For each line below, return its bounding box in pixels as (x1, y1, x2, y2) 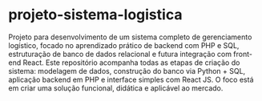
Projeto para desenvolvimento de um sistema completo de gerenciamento (8, 32, 252, 42)
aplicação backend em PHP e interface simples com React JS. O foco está (8, 75, 254, 84)
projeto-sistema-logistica (8, 6, 183, 24)
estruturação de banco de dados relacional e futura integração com (8, 49, 232, 59)
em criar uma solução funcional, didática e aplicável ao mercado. (8, 83, 224, 93)
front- (233, 49, 252, 59)
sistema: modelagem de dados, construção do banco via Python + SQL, (8, 66, 246, 75)
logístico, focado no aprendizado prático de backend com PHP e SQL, (8, 40, 240, 50)
